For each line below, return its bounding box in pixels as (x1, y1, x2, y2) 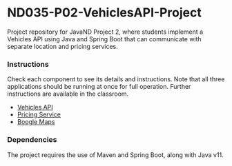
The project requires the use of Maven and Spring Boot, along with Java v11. (7, 150, 224, 159)
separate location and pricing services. (7, 42, 119, 50)
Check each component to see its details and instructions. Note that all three (7, 75, 225, 83)
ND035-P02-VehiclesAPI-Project (7, 5, 202, 21)
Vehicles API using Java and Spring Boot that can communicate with (7, 34, 202, 43)
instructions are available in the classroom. (7, 90, 129, 98)
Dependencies (7, 135, 57, 145)
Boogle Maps (17, 118, 55, 126)
